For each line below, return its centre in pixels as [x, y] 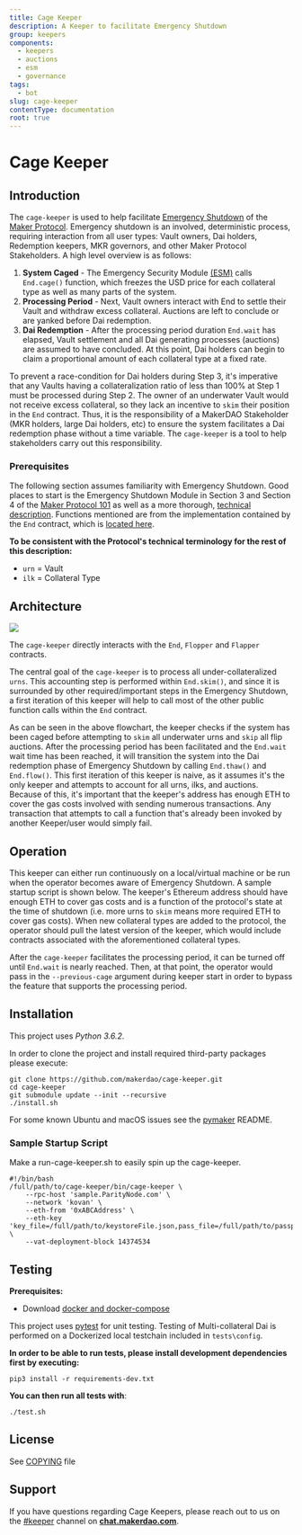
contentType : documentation [62, 110]
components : [31, 43]
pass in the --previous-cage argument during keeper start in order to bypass [151, 977]
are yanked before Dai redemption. [87, 321]
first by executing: [44, 1362]
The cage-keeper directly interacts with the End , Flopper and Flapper [135, 645]
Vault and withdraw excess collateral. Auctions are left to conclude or [151, 311]
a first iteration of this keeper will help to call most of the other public [137, 701]
